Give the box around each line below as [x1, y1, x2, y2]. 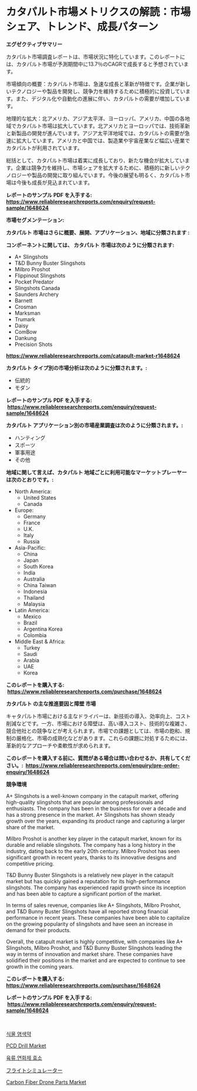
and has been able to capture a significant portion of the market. [6, 890, 162, 897]
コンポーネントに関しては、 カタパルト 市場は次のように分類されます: [6, 241, 175, 248]
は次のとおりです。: [6, 476, 54, 483]
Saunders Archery [14, 291, 59, 298]
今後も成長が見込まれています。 [16, 179, 93, 186]
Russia [23, 538, 40, 545]
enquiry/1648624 [6, 769, 50, 776]
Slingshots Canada [14, 284, 60, 291]
